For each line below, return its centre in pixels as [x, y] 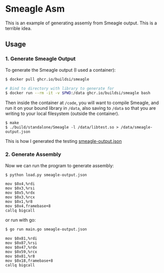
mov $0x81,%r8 [20, 256]
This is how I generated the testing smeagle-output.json [64, 141]
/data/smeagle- [137, 128]
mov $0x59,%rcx [21, 252]
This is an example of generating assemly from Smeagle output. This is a [81, 23]
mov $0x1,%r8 [19, 202]
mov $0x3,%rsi [20, 189]
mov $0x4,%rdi [20, 184]
